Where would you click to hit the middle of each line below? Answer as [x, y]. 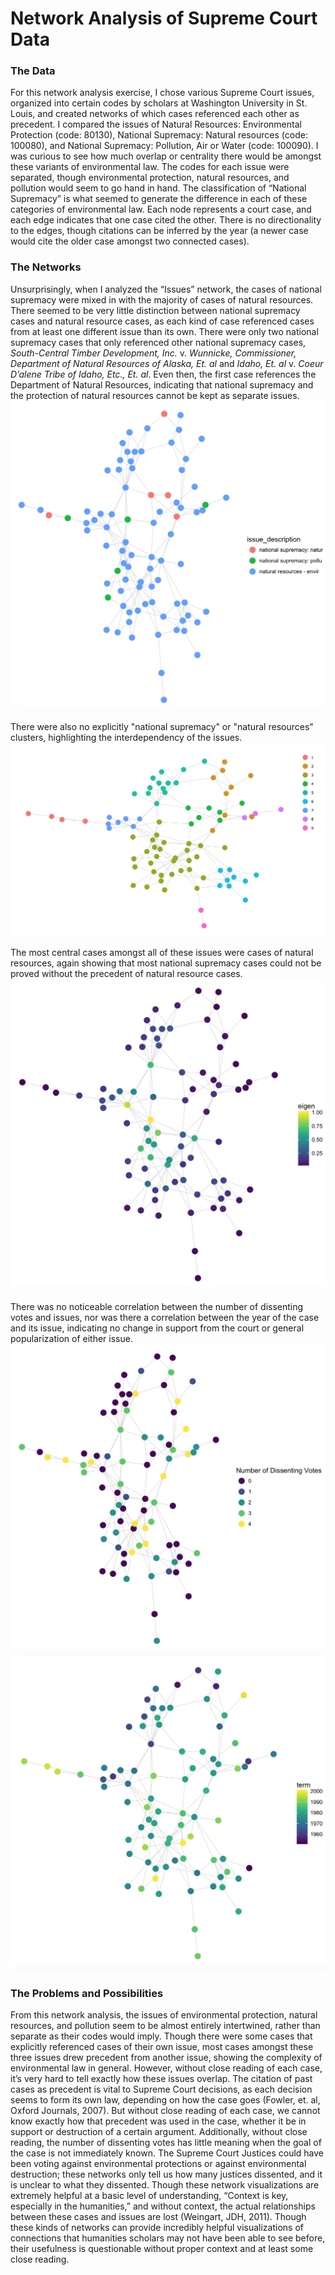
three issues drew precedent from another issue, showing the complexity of [166, 2057]
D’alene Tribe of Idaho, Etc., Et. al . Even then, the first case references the [163, 374]
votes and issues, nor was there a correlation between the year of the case [165, 1318]
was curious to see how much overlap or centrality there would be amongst [166, 156]
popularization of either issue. [71, 1339]
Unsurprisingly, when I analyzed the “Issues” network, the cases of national [166, 289]
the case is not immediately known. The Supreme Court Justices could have [167, 2153]
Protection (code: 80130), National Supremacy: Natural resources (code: [159, 135]
